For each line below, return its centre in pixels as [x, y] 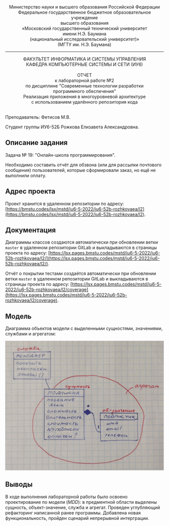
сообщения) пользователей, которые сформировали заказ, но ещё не [80, 170]
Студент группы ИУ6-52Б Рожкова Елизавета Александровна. [72, 127]
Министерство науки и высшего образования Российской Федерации [84, 7]
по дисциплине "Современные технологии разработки [84, 86]
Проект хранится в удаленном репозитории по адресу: [65, 204]
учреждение [84, 18]
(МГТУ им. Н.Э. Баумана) [84, 44]
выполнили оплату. [26, 175]
